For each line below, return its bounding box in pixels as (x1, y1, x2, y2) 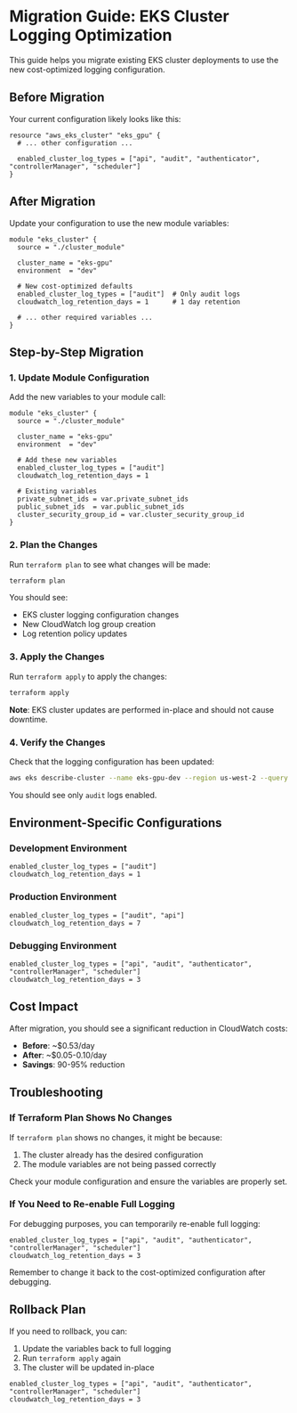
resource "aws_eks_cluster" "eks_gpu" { (9, 131, 162, 140)
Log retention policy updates (21, 628, 127, 639)
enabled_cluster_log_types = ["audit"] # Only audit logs (17, 290, 241, 298)
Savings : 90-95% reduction (21, 1058, 125, 1070)
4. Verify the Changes (9, 736, 106, 748)
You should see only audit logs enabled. (9, 789, 157, 800)
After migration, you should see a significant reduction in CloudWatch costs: (9, 1023, 288, 1033)
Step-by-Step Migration (9, 345, 144, 360)
